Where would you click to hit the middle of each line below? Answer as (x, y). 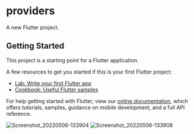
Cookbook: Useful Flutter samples (56, 90)
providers (31, 11)
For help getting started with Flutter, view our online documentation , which (97, 101)
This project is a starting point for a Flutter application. (72, 60)
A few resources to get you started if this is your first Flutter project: (89, 72)
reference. (19, 113)
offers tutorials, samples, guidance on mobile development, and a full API (96, 107)
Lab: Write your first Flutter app (53, 83)
